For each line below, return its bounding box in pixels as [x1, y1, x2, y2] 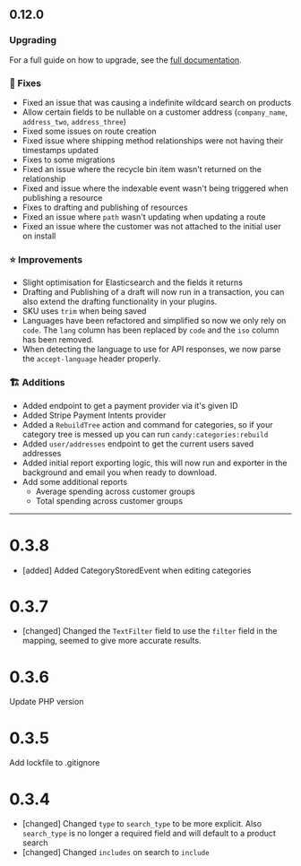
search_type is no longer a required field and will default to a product [21, 828, 276, 839]
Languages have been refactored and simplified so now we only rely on [21, 316, 287, 326]
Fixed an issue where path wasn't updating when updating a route [21, 211, 266, 222]
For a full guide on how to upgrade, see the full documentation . [9, 54, 242, 65]
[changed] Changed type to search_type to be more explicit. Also [21, 818, 262, 829]
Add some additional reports [21, 476, 128, 487]
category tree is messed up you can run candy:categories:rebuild [21, 429, 269, 439]
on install [21, 230, 56, 241]
